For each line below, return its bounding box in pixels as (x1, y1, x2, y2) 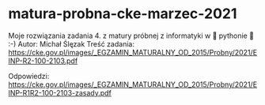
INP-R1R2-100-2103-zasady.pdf (8, 88, 112, 97)
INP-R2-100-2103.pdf (8, 56, 78, 66)
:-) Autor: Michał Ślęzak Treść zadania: (8, 39, 134, 48)
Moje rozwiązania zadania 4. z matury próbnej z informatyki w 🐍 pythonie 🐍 (8, 31, 255, 40)
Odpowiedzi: (8, 71, 50, 81)
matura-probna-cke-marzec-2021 (8, 5, 237, 23)
